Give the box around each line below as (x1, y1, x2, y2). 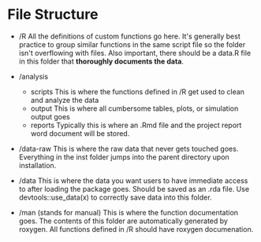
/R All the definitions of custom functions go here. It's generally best (18, 31, 241, 41)
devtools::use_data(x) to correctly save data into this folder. (18, 192, 212, 202)
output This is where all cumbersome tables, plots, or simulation (30, 104, 239, 113)
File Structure (7, 5, 99, 24)
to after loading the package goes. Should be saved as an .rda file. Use (18, 184, 250, 193)
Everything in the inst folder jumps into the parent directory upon (18, 152, 229, 162)
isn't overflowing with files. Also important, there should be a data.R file (18, 48, 252, 57)
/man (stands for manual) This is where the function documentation (18, 207, 238, 217)
